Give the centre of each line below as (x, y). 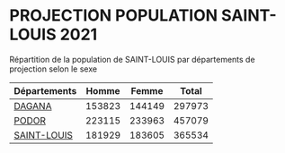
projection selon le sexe (53, 69)
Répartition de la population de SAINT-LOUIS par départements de (132, 59)
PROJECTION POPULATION (114, 16)
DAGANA (33, 106)
